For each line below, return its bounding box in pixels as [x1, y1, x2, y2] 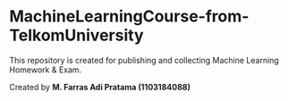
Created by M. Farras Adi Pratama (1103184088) [9, 81, 191, 92]
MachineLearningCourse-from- [9, 6, 250, 27]
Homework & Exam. [9, 64, 82, 75]
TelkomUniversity [9, 25, 144, 46]
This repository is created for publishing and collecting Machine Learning [9, 55, 279, 65]
